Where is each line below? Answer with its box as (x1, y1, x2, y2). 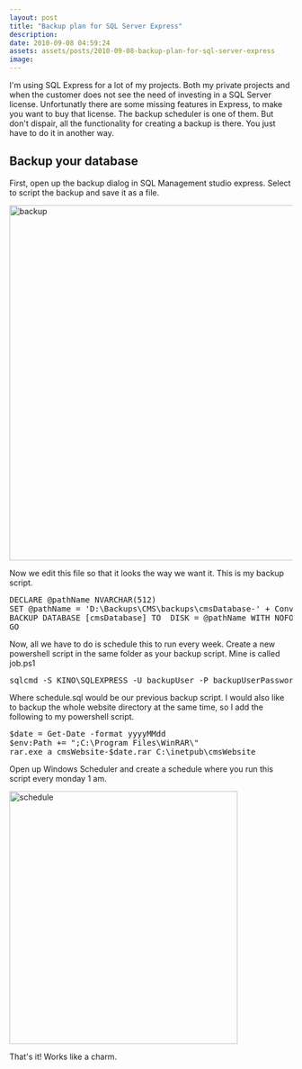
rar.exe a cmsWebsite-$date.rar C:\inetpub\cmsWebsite (9, 747, 256, 756)
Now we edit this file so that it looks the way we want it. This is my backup (9, 567, 285, 578)
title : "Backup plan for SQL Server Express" (9, 22, 182, 31)
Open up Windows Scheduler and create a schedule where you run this (9, 763, 274, 775)
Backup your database (9, 154, 138, 169)
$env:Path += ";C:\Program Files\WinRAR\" (9, 738, 200, 747)
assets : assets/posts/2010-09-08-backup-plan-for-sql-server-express (9, 47, 276, 56)
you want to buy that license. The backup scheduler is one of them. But (9, 109, 274, 119)
